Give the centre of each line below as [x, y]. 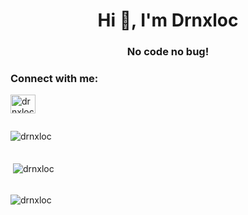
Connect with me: [54, 79]
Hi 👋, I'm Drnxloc [168, 20]
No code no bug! [168, 52]
